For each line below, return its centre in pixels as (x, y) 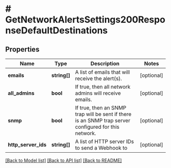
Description (105, 63)
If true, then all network (103, 87)
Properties (22, 49)
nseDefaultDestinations (56, 31)
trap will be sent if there (103, 114)
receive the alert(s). (98, 78)
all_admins (21, 93)
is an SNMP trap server (103, 120)
